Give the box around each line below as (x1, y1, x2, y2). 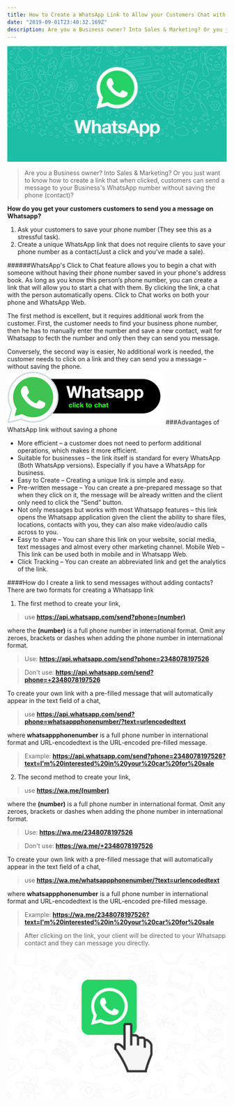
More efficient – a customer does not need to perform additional (17, 439, 202, 448)
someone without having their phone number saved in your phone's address (7, 268, 226, 277)
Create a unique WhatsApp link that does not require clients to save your (17, 241, 226, 249)
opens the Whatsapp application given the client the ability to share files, (17, 513, 226, 522)
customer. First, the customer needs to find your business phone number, (7, 319, 218, 328)
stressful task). (17, 233, 61, 241)
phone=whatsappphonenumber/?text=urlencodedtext (24, 718, 186, 726)
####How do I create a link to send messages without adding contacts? (7, 579, 214, 587)
